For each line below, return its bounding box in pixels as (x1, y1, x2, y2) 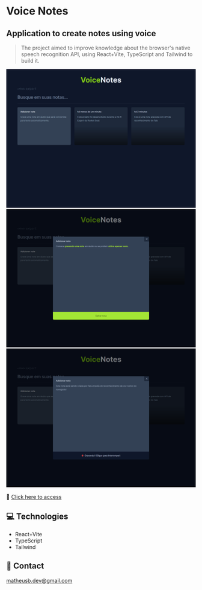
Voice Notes (6, 4, 69, 18)
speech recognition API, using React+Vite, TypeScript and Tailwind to (20, 51, 193, 58)
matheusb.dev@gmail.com (6, 577, 73, 584)
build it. (20, 57, 40, 64)
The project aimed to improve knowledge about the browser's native (20, 44, 191, 51)
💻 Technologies (6, 512, 69, 522)
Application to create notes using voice (6, 28, 156, 39)
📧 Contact (6, 561, 44, 571)
